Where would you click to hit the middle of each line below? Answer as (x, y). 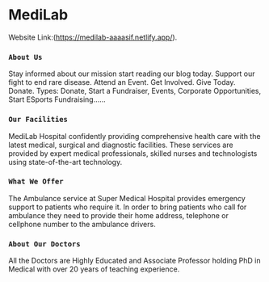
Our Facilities (38, 120)
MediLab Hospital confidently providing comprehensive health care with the (134, 136)
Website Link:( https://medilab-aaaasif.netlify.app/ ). (93, 37)
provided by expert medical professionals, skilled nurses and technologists (133, 153)
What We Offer (36, 182)
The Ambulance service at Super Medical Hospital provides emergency (127, 198)
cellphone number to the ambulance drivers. (82, 224)
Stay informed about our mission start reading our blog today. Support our (132, 74)
